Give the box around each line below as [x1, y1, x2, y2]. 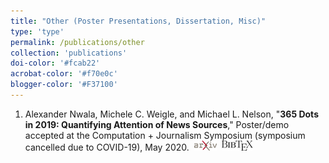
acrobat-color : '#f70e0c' [10, 69, 118, 79]
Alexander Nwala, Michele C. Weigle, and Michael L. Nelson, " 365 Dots [24, 108, 319, 120]
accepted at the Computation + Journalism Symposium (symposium [24, 129, 306, 141]
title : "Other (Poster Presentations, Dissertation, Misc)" [10, 16, 267, 26]
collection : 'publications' [10, 48, 128, 58]
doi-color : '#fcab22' [10, 58, 101, 69]
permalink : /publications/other [10, 37, 145, 47]
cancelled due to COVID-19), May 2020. [24, 141, 190, 153]
